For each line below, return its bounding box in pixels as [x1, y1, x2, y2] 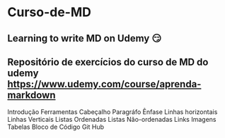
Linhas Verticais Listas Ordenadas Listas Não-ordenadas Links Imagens [7, 115, 217, 124]
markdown [7, 89, 56, 101]
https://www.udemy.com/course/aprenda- [7, 78, 202, 90]
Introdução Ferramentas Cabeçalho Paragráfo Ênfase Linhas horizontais [7, 108, 218, 116]
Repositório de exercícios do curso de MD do [7, 56, 209, 68]
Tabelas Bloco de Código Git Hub [7, 123, 105, 131]
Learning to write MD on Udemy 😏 [7, 32, 162, 44]
